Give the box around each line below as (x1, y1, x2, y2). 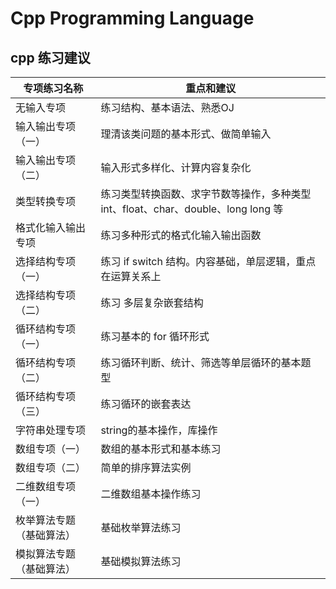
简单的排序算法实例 (100, 461, 192, 474)
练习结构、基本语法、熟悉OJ (100, 101, 235, 114)
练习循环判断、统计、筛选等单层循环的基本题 (100, 356, 312, 369)
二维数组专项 (15, 480, 77, 493)
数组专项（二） (15, 461, 87, 474)
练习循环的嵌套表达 (100, 397, 192, 411)
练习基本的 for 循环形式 (100, 330, 210, 343)
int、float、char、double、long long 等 (100, 202, 284, 216)
